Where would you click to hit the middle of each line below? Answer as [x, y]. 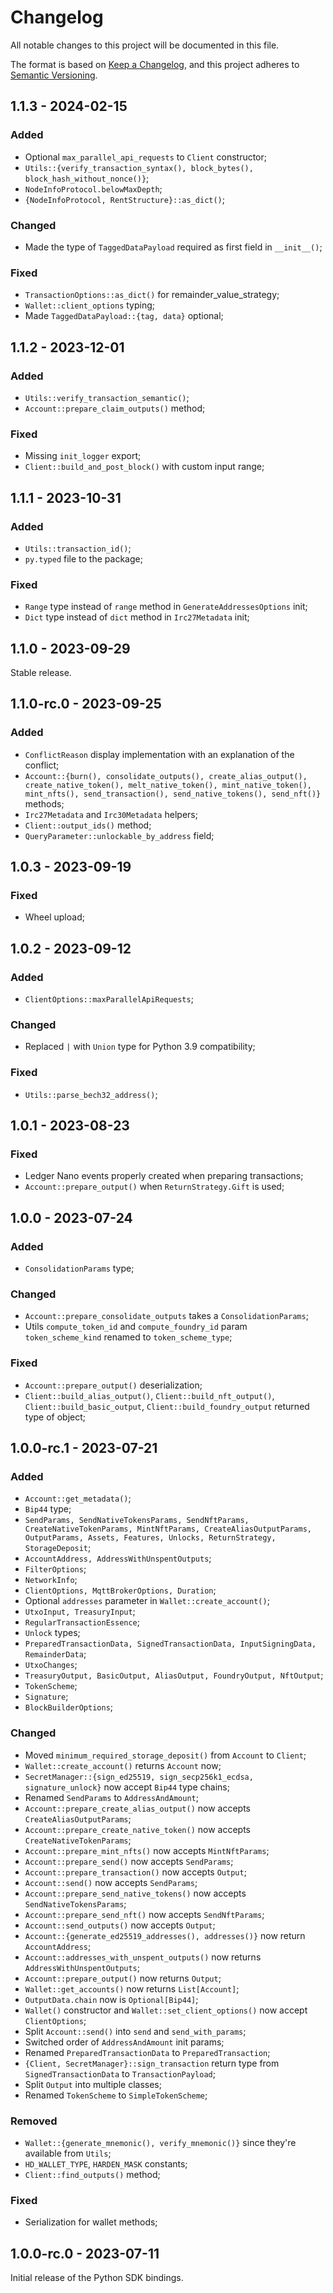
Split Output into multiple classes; [93, 2084]
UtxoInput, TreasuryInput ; [80, 1612]
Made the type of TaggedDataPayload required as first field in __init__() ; [173, 247]
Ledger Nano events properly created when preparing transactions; [164, 1176]
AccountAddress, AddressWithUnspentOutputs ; [118, 1558]
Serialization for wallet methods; [91, 2222]
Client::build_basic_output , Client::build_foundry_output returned [167, 1406]
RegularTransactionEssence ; [82, 1622]
